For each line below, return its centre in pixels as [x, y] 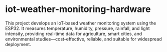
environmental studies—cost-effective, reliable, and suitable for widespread [83, 39]
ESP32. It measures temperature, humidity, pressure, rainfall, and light [77, 28]
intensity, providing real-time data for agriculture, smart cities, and [74, 33]
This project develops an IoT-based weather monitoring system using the [81, 23]
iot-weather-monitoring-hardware [78, 9]
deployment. [18, 44]
